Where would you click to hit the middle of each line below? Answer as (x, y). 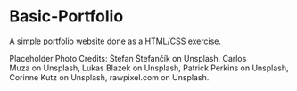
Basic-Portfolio (66, 17)
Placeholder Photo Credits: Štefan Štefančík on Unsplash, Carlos (128, 58)
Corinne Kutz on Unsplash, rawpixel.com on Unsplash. (109, 77)
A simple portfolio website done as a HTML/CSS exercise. (115, 41)
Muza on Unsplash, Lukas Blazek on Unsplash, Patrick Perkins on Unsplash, (149, 68)
